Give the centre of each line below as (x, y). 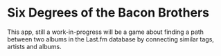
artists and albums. (34, 46)
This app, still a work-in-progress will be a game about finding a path (106, 32)
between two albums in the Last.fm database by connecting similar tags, (111, 39)
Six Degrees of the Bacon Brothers (108, 13)
